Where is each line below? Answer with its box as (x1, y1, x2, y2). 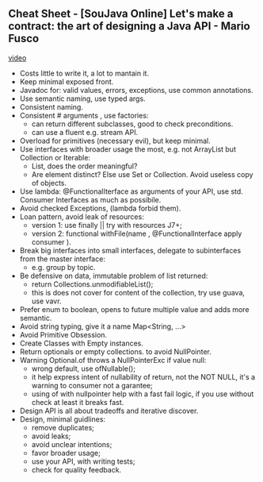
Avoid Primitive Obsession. (19, 330, 108, 339)
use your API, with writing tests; (31, 457, 135, 466)
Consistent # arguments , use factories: (19, 110, 149, 120)
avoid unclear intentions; (31, 439, 112, 449)
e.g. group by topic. (31, 262, 97, 272)
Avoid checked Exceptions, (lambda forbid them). (19, 203, 181, 213)
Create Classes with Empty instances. (19, 338, 144, 348)
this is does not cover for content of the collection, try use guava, (31, 287, 246, 297)
